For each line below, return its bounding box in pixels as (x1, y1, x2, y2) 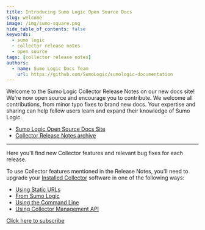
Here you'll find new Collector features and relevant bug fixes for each (6, 150, 183, 157)
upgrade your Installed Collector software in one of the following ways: (6, 174, 185, 181)
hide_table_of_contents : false (6, 26, 86, 32)
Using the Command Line (15, 199, 79, 206)
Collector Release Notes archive (15, 132, 96, 139)
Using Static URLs (15, 186, 61, 193)
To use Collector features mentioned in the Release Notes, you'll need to (6, 168, 189, 175)
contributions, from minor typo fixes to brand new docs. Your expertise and (6, 101, 196, 108)
